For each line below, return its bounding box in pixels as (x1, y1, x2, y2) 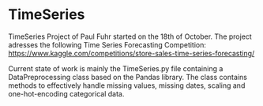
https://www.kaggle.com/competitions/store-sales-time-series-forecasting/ (8, 48, 255, 58)
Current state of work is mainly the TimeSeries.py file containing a (8, 63, 224, 73)
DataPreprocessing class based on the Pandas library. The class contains (8, 72, 247, 81)
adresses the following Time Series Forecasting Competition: (8, 40, 207, 49)
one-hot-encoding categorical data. (8, 89, 125, 98)
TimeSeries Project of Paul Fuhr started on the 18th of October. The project (8, 32, 253, 41)
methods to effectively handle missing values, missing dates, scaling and (8, 81, 246, 90)
